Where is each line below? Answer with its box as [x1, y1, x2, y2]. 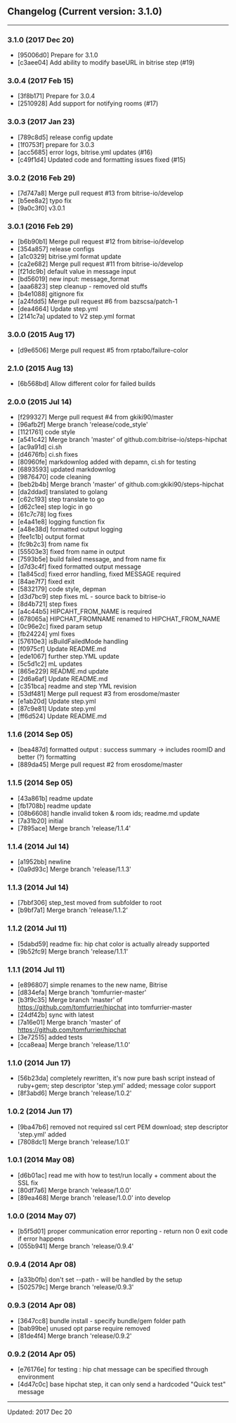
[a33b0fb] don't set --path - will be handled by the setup [17, 1275, 183, 1284]
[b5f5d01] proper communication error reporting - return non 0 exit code [17, 1227, 228, 1236]
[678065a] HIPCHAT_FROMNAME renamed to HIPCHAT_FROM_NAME [17, 615, 221, 624]
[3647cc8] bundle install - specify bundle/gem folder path [17, 1316, 186, 1325]
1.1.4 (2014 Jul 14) [7, 841, 70, 851]
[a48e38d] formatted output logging [17, 525, 123, 533]
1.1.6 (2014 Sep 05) [7, 730, 74, 740]
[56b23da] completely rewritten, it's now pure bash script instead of [17, 1074, 216, 1082]
